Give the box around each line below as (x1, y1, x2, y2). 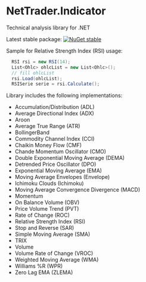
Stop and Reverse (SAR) (14, 225, 74, 232)
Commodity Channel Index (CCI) (14, 135, 95, 142)
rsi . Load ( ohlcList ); (11, 75, 63, 81)
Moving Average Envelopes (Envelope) (14, 174, 110, 181)
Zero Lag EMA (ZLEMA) (14, 269, 73, 276)
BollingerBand (14, 129, 49, 136)
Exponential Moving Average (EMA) (14, 167, 102, 174)
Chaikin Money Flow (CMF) (14, 142, 82, 149)
